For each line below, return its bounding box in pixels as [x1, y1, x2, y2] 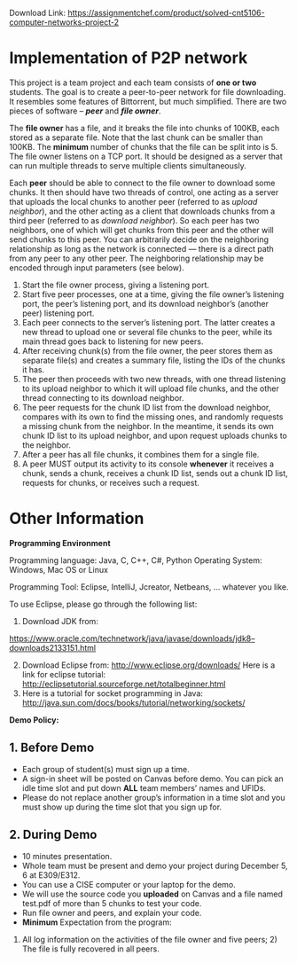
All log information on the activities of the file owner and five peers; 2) [21, 934, 277, 944]
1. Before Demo [9, 740, 95, 756]
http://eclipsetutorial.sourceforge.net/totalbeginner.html [21, 678, 226, 689]
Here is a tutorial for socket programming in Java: [21, 687, 204, 699]
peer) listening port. [21, 308, 95, 318]
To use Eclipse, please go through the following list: [9, 599, 198, 609]
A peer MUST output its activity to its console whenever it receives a [21, 458, 275, 469]
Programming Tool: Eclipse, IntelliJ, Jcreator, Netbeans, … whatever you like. [9, 581, 290, 592]
